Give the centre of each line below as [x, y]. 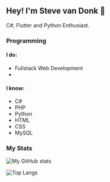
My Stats [19, 148]
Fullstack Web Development [49, 68]
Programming [26, 40]
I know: [15, 88]
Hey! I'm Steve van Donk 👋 [56, 11]
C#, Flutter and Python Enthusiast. [48, 25]
